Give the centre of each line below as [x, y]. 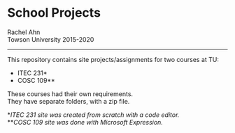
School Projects [54, 13]
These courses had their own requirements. [70, 94]
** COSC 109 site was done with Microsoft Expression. [85, 122]
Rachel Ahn [24, 32]
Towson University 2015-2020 [51, 39]
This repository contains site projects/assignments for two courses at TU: [113, 59]
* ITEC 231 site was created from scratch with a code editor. [93, 115]
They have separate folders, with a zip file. [69, 101]
